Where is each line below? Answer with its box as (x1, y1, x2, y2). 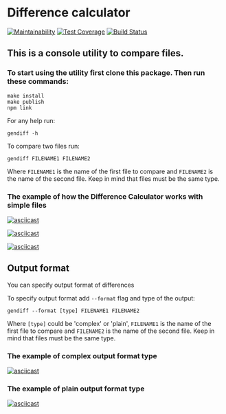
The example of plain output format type (7, 384, 145, 393)
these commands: (7, 77, 69, 87)
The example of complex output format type (7, 351, 158, 360)
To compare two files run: (7, 142, 80, 150)
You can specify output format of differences (7, 281, 135, 289)
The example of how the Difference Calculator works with (7, 191, 203, 201)
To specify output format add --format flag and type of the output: (7, 294, 196, 302)
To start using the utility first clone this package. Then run (7, 68, 205, 78)
